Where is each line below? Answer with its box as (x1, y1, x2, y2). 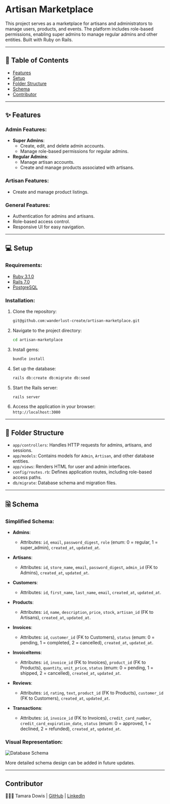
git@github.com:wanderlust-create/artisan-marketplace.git (12, 318, 140, 323)
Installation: (5, 296, 35, 304)
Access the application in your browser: (12, 403, 96, 410)
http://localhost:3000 (12, 410, 61, 415)
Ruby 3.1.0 (12, 273, 34, 279)
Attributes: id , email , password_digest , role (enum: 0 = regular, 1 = (20, 539, 158, 545)
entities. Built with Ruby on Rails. (5, 37, 73, 43)
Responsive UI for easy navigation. (12, 224, 86, 230)
